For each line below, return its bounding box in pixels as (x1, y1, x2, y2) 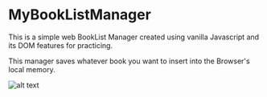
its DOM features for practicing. (8, 40, 113, 50)
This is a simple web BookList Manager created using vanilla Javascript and (8, 32, 260, 42)
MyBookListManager (8, 6, 151, 24)
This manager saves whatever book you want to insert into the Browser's (8, 56, 251, 66)
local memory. (8, 64, 55, 74)
